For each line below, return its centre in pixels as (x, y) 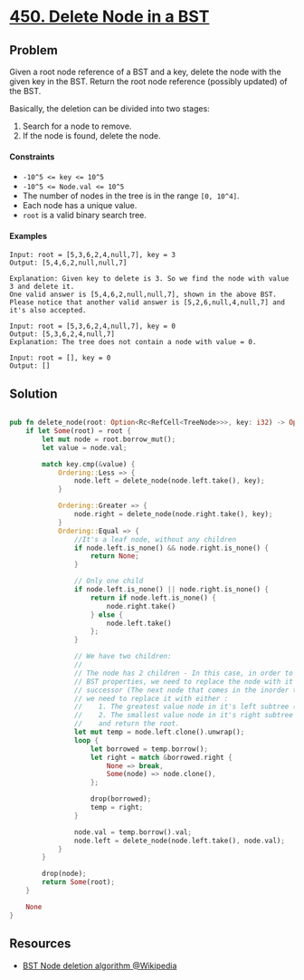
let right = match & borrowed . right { (161, 757)
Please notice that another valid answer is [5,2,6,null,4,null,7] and (147, 303)
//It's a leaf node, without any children (155, 539)
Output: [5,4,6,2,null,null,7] (68, 263)
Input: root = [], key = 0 (60, 358)
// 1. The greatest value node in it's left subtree (181, 707)
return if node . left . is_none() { (153, 598)
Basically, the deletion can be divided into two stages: (109, 109)
